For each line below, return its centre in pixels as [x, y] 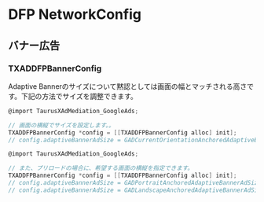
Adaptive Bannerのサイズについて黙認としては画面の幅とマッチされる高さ [128, 86]
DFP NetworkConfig [75, 15]
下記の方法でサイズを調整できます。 [79, 96]
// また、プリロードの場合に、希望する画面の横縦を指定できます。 [101, 168]
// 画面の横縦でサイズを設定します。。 [62, 125]
